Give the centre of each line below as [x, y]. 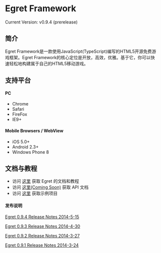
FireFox [20, 114]
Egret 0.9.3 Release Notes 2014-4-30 [43, 226]
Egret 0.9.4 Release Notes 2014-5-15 [42, 217]
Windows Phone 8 [30, 152]
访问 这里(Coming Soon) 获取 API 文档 [50, 187]
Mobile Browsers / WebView [34, 130]
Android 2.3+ [25, 147]
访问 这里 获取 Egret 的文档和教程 [46, 181]
